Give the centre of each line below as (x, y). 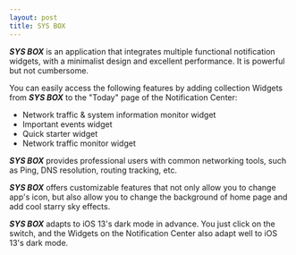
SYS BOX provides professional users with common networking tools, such (148, 160)
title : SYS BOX (38, 26)
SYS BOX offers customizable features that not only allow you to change (143, 187)
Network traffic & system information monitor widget (119, 115)
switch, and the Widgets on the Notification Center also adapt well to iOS (144, 233)
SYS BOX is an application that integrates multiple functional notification (142, 51)
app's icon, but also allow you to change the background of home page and (148, 197)
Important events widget (68, 124)
